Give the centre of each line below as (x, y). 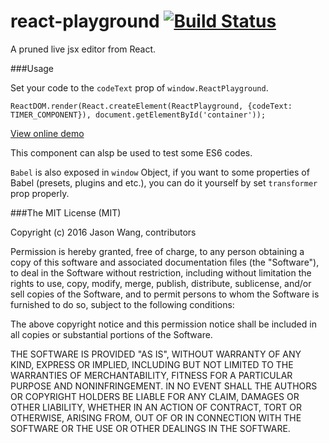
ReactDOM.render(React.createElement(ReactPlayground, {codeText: (151, 106)
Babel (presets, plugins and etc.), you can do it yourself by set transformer (164, 182)
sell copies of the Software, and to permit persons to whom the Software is (165, 294)
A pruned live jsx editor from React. (83, 49)
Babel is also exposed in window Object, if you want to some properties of (160, 172)
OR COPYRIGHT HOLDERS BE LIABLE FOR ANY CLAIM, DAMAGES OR (155, 396)
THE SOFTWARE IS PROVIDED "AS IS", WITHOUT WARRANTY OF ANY (156, 354)
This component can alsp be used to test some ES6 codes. (131, 152)
